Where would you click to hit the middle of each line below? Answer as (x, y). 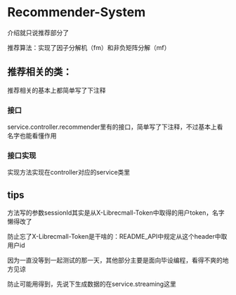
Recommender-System (77, 12)
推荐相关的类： (40, 72)
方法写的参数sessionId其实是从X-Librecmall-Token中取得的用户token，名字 (116, 213)
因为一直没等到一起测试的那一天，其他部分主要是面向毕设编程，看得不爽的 (115, 261)
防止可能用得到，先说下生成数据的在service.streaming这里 (92, 284)
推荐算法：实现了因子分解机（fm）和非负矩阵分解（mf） (89, 47)
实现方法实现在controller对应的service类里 (69, 172)
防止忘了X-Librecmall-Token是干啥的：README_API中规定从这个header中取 (117, 237)
